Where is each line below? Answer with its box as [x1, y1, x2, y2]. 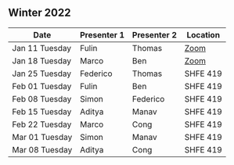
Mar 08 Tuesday [12, 144, 73, 155]
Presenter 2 [131, 29, 178, 40]
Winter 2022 [8, 6, 71, 20]
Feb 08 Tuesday [12, 93, 72, 104]
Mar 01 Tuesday [12, 131, 73, 142]
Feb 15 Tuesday [12, 106, 72, 117]
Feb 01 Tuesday [12, 81, 72, 91]
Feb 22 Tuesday [12, 119, 72, 130]
